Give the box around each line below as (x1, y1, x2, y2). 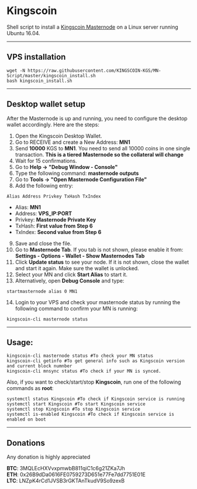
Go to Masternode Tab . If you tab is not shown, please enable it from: (15, 246, 184, 253)
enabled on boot (6, 416, 46, 422)
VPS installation (6, 52, 66, 62)
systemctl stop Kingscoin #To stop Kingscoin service (6, 407, 141, 412)
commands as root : (6, 385, 54, 392)
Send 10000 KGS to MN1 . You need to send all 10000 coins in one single (15, 144, 191, 151)
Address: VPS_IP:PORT (15, 209, 72, 217)
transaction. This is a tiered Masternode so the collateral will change (15, 151, 184, 158)
